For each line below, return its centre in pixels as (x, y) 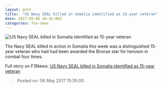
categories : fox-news (27, 23)
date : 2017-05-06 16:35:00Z (34, 18)
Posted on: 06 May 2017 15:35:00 (50, 81)
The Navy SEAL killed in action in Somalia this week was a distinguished (77, 46)
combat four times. (24, 57)
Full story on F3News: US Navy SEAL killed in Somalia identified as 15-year (80, 66)
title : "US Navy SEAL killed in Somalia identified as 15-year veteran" (81, 14)
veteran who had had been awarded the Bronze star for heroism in (81, 52)
